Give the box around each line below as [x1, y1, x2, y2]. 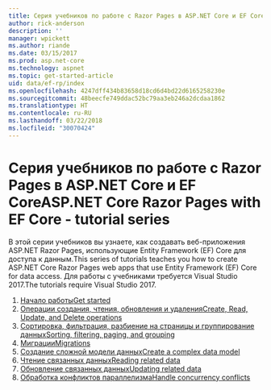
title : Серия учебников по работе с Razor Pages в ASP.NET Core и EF [8, 11, 248, 20]
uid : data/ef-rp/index [8, 79, 85, 87]
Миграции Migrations [19, 338, 91, 347]
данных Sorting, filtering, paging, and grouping [19, 330, 175, 339]
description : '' [8, 27, 63, 35]
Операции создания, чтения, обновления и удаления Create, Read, [19, 304, 248, 313]
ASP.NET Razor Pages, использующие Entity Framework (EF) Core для [8, 245, 247, 255]
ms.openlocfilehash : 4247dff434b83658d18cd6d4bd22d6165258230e [8, 86, 226, 95]
